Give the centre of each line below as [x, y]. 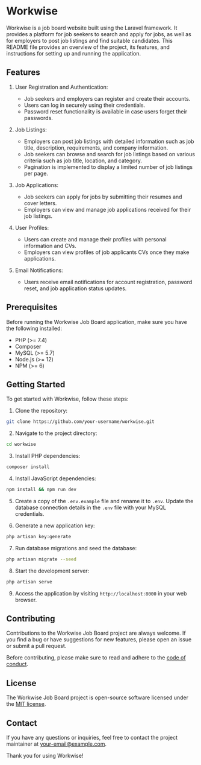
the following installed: [34, 328]
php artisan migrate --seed [42, 559]
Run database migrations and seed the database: [76, 548]
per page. [36, 173]
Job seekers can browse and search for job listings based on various [110, 154]
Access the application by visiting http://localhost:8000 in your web [101, 593]
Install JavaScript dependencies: [55, 478]
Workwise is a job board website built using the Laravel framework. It [92, 28]
